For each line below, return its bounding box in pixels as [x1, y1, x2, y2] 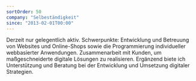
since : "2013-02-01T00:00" [6, 20, 74, 26]
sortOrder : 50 [6, 8, 42, 15]
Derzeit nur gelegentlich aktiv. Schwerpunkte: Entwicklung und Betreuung [6, 37, 189, 44]
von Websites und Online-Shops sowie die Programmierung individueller [6, 43, 186, 50]
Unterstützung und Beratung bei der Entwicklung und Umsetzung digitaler [6, 62, 190, 69]
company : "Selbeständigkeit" [6, 14, 79, 20]
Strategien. [6, 68, 34, 76]
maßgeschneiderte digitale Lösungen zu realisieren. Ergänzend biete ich [6, 55, 186, 63]
